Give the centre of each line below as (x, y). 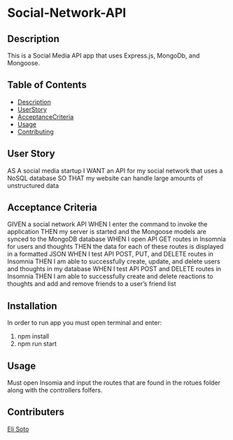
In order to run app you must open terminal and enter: (85, 323)
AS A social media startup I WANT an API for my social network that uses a (115, 170)
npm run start (37, 344)
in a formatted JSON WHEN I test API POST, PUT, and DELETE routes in (110, 254)
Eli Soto (18, 429)
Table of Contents (47, 85)
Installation (32, 306)
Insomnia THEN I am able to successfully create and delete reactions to (110, 276)
